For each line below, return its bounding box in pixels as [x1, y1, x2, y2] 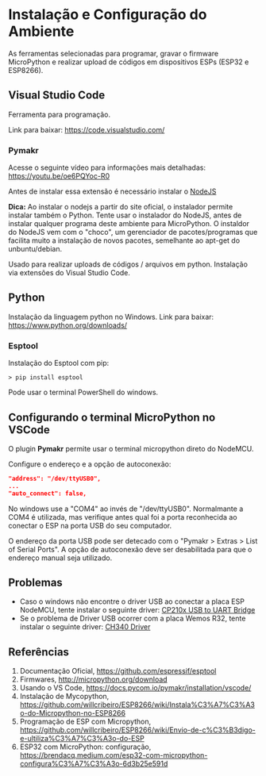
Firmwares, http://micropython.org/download [19, 674, 168, 684]
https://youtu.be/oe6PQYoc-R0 [8, 171, 110, 181]
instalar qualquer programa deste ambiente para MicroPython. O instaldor [8, 219, 250, 229]
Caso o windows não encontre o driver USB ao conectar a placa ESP [19, 597, 245, 606]
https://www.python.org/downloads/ [8, 320, 128, 330]
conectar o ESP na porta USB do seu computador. [8, 521, 172, 530]
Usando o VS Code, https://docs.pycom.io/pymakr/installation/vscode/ [19, 683, 252, 693]
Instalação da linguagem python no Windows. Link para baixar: [8, 312, 214, 321]
